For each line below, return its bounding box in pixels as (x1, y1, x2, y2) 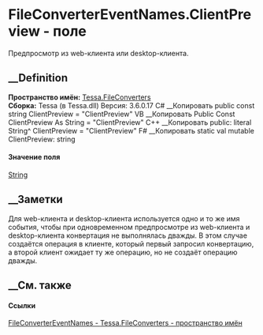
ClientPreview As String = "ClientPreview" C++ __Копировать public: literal (8, 117, 252, 127)
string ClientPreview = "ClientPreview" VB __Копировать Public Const (8, 109, 235, 119)
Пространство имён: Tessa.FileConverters (8, 92, 151, 102)
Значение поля (8, 152, 61, 162)
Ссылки (8, 300, 36, 310)
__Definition (8, 71, 69, 85)
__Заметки (8, 193, 63, 206)
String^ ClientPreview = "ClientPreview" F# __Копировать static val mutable (8, 126, 254, 135)
